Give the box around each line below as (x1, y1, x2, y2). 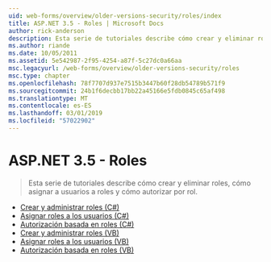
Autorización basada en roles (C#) (19, 219, 135, 229)
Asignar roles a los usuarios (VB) (19, 236, 129, 246)
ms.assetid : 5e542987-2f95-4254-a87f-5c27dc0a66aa (8, 57, 182, 65)
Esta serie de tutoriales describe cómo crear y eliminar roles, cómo (27, 178, 252, 188)
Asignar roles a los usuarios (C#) (19, 210, 130, 220)
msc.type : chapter (8, 72, 70, 80)
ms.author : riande (8, 42, 70, 50)
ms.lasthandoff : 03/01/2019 (8, 110, 103, 118)
